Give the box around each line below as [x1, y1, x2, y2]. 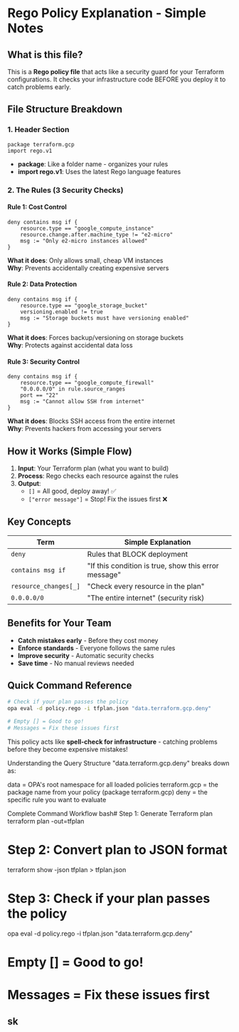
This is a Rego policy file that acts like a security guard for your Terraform [7, 68, 224, 76]
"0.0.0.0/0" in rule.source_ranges [20, 385, 126, 393]
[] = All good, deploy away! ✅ [28, 487, 117, 495]
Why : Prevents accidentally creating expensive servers [7, 263, 169, 272]
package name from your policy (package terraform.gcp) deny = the [7, 787, 208, 796]
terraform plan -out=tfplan [7, 816, 85, 825]
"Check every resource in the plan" [87, 581, 205, 591]
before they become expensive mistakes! [7, 744, 128, 754]
